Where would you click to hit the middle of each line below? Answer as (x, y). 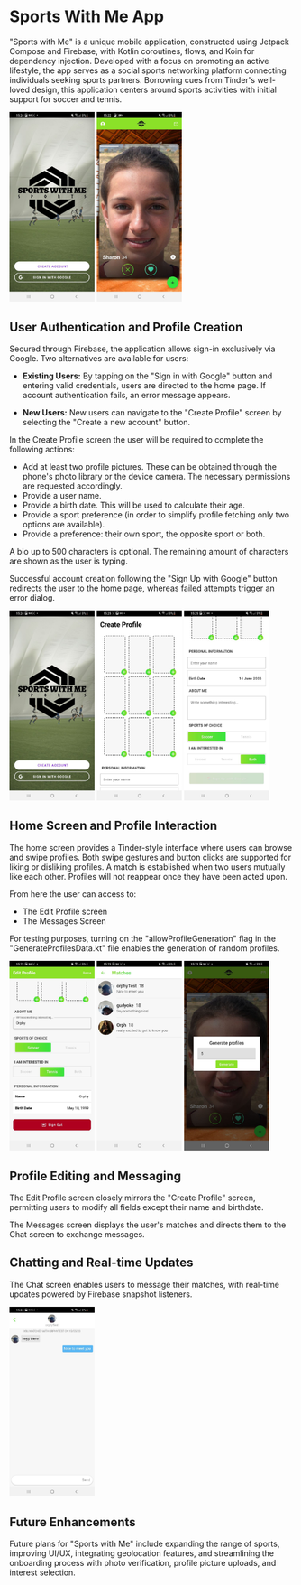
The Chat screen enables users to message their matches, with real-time (145, 1284)
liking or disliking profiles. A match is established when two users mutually (147, 867)
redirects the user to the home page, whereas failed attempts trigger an (142, 588)
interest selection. (43, 1572)
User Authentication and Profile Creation (126, 327)
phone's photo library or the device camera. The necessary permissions (156, 477)
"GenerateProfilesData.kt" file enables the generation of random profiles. (145, 948)
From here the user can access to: (73, 894)
